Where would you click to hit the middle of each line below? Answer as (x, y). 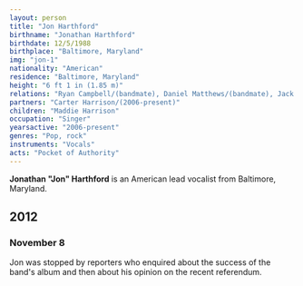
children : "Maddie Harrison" (64, 111)
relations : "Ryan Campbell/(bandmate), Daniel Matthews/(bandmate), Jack (152, 94)
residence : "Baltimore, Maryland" (75, 77)
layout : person (38, 18)
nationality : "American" (56, 69)
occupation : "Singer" (50, 119)
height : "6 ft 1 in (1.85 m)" (67, 85)
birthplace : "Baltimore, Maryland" (77, 52)
